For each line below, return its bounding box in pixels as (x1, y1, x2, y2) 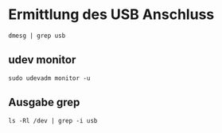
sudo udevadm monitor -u (8, 74, 91, 82)
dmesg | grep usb (8, 32, 66, 40)
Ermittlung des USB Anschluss (8, 6, 215, 24)
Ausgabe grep (8, 96, 80, 109)
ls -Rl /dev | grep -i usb (8, 116, 98, 124)
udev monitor (8, 53, 76, 66)
